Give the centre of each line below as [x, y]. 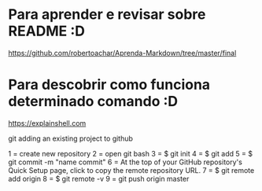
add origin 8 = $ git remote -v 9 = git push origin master [99, 178]
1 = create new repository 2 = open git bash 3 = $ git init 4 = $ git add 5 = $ [131, 153]
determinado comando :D [93, 102]
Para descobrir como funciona [109, 85]
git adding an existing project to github [71, 138]
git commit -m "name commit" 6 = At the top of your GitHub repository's [125, 162]
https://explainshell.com [47, 123]
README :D [46, 31]
